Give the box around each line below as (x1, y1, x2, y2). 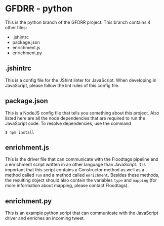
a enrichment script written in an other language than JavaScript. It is (5, 161, 146, 168)
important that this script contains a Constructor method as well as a (5, 167, 145, 173)
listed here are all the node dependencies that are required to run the (5, 115, 146, 121)
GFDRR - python (5, 3, 73, 14)
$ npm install (5, 130, 35, 135)
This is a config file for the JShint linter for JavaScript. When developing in (5, 77, 157, 83)
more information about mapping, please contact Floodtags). (5, 183, 129, 188)
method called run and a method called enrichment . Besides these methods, (5, 172, 160, 178)
